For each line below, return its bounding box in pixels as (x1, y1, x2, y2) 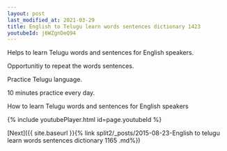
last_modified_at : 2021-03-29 (7, 17, 95, 24)
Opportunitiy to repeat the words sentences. (7, 62, 134, 70)
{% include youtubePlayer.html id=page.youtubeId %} (7, 116, 162, 124)
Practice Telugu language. (7, 75, 82, 84)
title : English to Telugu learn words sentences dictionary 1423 (7, 23, 201, 30)
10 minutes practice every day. (7, 89, 95, 97)
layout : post (7, 10, 45, 17)
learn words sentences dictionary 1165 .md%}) (7, 136, 141, 145)
